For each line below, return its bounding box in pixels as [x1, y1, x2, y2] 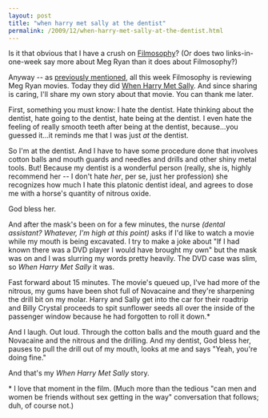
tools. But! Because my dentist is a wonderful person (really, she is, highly [8, 163, 252, 173]
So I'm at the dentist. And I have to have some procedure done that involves [8, 146, 258, 156]
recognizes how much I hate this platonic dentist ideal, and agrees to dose [8, 180, 254, 190]
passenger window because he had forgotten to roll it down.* [8, 311, 210, 321]
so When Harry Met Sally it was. [8, 262, 114, 272]
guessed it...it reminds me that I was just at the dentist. [8, 131, 190, 140]
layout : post [8, 11, 52, 20]
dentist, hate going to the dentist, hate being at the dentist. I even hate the [8, 114, 252, 123]
